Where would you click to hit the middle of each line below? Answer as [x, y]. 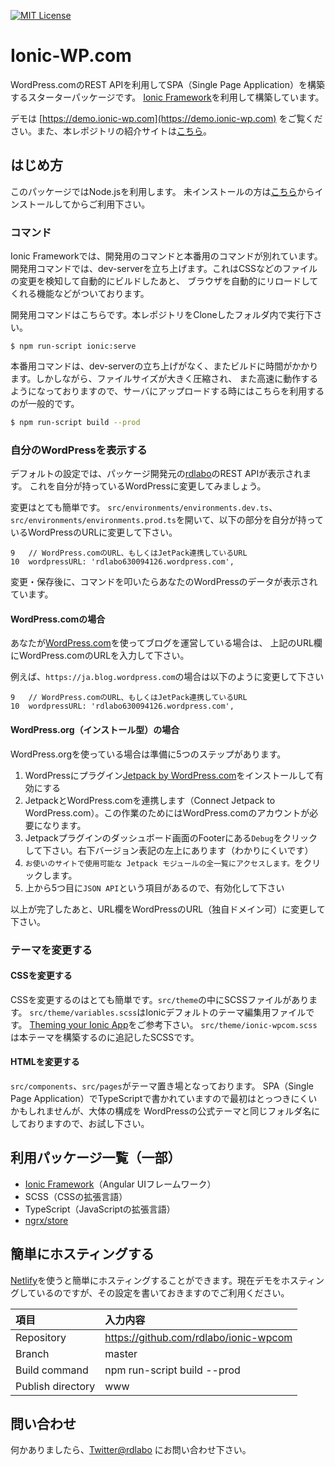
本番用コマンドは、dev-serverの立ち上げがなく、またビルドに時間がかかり [164, 366]
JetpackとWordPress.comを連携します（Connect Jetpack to [150, 800]
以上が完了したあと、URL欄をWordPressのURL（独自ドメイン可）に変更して [168, 909]
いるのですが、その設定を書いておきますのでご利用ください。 [163, 1292]
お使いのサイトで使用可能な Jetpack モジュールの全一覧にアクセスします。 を [164, 862]
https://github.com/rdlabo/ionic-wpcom [198, 1337]
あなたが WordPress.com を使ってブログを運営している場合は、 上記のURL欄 [166, 643]
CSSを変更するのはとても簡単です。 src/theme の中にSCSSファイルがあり [160, 999]
